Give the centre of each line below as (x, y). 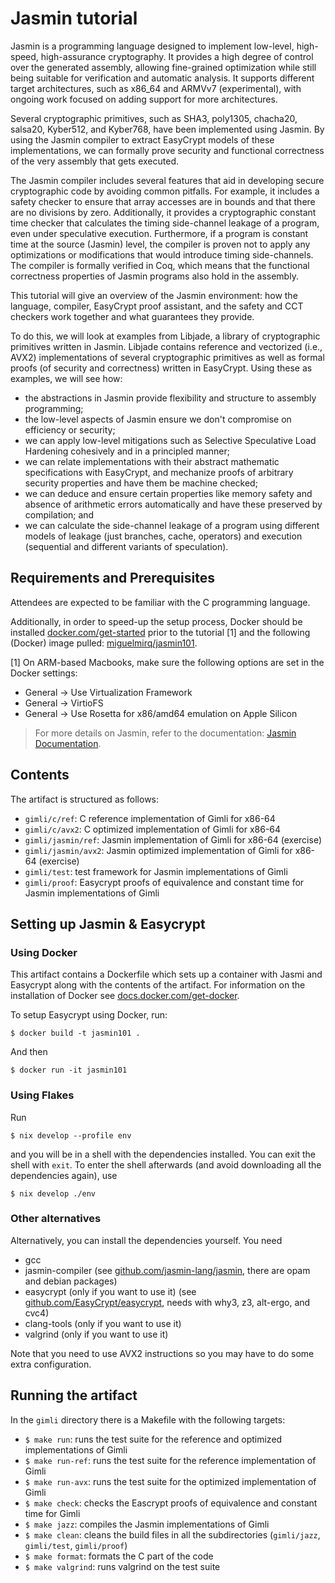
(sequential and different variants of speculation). (126, 546)
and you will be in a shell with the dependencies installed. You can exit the (163, 1154)
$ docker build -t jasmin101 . (75, 1033)
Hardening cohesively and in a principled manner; (127, 451)
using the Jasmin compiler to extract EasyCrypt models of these (142, 139)
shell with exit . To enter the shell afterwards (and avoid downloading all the (166, 1164)
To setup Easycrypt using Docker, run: (89, 1015)
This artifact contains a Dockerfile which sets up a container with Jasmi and (166, 974)
